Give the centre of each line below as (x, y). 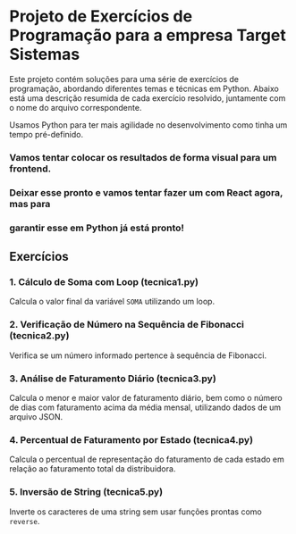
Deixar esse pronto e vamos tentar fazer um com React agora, (146, 192)
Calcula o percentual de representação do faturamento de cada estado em (147, 459)
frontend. (30, 169)
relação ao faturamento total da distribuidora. (93, 469)
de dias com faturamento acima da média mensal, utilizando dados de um (145, 407)
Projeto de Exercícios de (101, 17)
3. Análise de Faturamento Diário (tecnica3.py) (113, 379)
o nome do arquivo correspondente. (76, 107)
